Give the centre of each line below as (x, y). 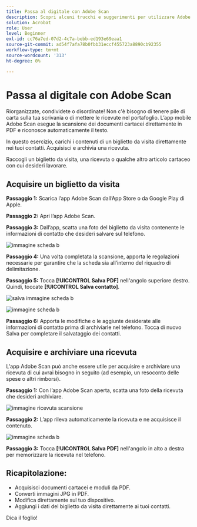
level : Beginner (26, 34)
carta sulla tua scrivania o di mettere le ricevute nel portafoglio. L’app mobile (98, 118)
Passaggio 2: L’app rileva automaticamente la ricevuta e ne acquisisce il (94, 420)
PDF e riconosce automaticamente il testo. (57, 130)
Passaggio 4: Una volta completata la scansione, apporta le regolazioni (93, 256)
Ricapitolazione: (36, 473)
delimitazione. (23, 269)
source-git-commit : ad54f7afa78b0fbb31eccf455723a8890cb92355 (84, 45)
